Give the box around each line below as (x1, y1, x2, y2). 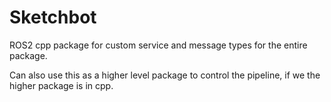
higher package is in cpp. (9, 79, 114, 91)
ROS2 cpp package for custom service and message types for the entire (9, 39, 308, 51)
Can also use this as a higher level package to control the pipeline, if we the (9, 69, 321, 81)
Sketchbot (9, 6, 97, 29)
